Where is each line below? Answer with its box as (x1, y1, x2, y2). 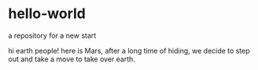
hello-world (8, 5, 87, 23)
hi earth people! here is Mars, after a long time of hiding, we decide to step (8, 46, 250, 55)
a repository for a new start (8, 31, 97, 40)
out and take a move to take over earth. (8, 54, 136, 64)
